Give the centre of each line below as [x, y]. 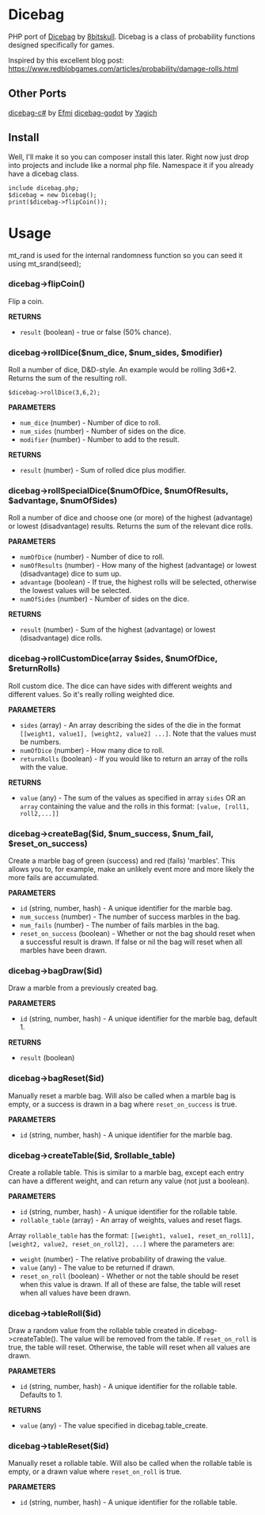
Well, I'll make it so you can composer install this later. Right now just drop [129, 157]
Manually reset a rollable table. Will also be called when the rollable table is [130, 1464]
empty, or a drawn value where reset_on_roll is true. [95, 1471]
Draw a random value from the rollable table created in [97, 1330]
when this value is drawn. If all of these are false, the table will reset [130, 1284]
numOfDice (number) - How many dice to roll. [92, 750]
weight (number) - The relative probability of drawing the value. [123, 1259]
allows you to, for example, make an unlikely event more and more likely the [131, 869]
